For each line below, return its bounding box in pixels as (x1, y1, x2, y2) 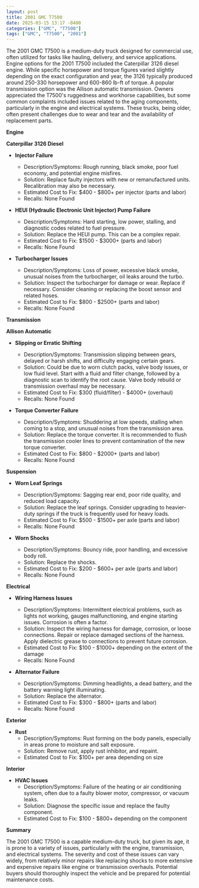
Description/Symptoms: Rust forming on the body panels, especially (23, 735, 191, 742)
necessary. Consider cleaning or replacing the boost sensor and (23, 286, 182, 293)
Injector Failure (14, 152, 54, 159)
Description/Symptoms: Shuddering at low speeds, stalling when (23, 418, 183, 425)
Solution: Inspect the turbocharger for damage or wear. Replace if (23, 279, 185, 286)
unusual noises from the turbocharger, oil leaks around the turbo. (23, 273, 184, 280)
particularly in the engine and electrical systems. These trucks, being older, (6, 104, 191, 112)
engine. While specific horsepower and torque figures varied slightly (6, 66, 175, 73)
